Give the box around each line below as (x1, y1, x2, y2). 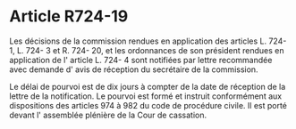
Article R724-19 (9, 6, 129, 27)
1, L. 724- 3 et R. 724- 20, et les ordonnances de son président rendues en (9, 44, 284, 55)
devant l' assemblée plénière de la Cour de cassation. (9, 109, 207, 120)
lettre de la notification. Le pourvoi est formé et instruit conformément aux (9, 91, 283, 101)
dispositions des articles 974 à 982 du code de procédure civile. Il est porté (9, 100, 288, 110)
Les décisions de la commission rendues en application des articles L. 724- (9, 36, 287, 46)
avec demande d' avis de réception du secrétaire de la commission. (9, 64, 258, 75)
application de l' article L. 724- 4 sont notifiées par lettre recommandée (9, 54, 273, 65)
